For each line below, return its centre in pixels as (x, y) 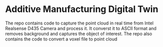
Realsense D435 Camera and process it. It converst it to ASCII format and (81, 28)
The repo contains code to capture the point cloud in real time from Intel (79, 23)
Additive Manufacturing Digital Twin (82, 9)
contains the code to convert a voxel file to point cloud (61, 39)
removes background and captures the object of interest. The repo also (79, 33)
